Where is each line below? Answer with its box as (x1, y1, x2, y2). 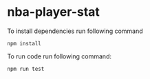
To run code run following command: (7, 52, 112, 60)
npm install (7, 40, 41, 47)
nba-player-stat (7, 4, 100, 20)
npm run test (7, 65, 45, 72)
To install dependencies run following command (7, 27, 143, 35)
